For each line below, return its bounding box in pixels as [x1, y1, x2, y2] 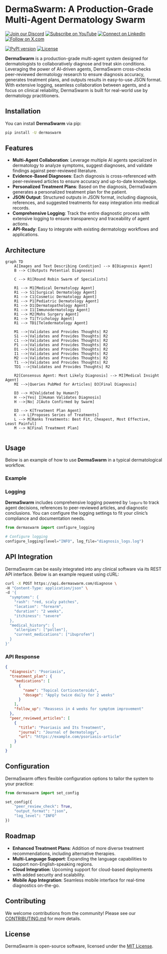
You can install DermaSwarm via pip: [5, 120, 82, 126]
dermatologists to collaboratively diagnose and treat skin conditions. [5, 61, 146, 67]
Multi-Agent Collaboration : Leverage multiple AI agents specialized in [12, 157, 157, 163]
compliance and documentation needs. [5, 515, 86, 521]
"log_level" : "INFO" [14, 813, 57, 818]
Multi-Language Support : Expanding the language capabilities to [12, 855, 147, 861]
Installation [5, 107, 41, 116]
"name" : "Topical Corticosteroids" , [23, 688, 99, 693]
